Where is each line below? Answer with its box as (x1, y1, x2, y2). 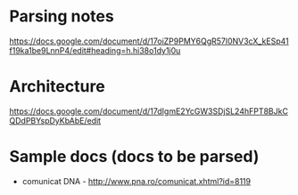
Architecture (9, 77, 105, 97)
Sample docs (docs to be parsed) (9, 147, 260, 167)
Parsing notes (9, 6, 114, 27)
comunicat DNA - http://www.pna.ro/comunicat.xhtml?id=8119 (21, 175, 252, 186)
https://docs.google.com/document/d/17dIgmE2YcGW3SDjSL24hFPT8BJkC (9, 105, 288, 117)
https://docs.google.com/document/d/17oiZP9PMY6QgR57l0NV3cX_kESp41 (9, 36, 289, 46)
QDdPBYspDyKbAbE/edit (9, 115, 101, 126)
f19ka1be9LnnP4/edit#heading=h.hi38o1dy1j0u (9, 45, 181, 55)
